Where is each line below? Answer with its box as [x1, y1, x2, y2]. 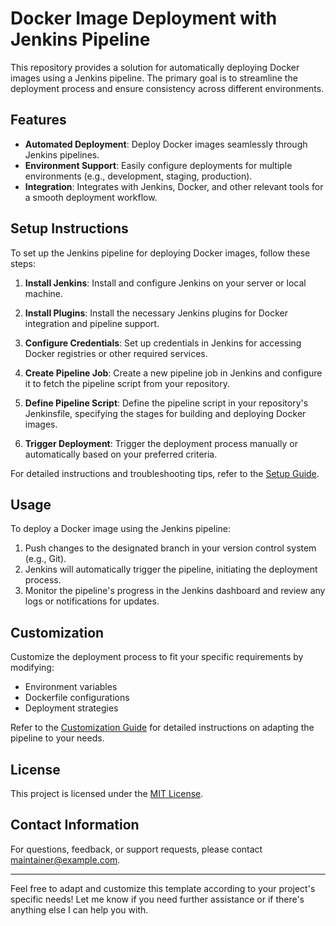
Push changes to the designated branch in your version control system [24, 542, 317, 554]
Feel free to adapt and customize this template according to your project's [10, 882, 316, 894]
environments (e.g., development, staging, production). [24, 170, 253, 182]
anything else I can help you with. [10, 903, 149, 916]
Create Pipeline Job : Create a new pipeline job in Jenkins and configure [24, 367, 323, 379]
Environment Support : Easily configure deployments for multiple [24, 159, 293, 171]
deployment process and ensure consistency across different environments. [10, 82, 325, 94]
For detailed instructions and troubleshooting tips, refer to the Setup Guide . [10, 467, 320, 479]
